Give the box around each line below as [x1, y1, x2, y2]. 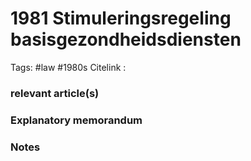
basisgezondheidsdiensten [10, 28, 242, 51]
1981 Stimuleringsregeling [10, 7, 232, 30]
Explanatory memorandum [10, 113, 143, 127]
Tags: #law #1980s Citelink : [10, 61, 127, 73]
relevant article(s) [10, 86, 100, 100]
